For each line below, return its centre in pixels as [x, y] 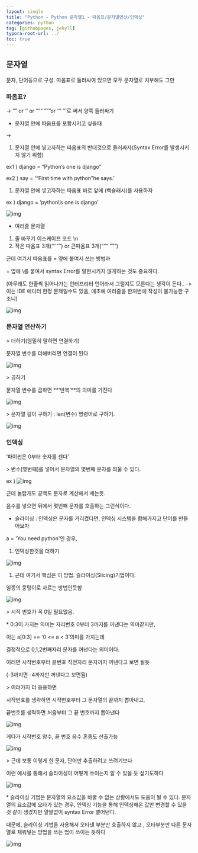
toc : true [18, 39]
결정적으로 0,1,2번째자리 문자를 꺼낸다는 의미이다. [63, 649]
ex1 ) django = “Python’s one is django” [54, 167]
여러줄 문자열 [30, 226]
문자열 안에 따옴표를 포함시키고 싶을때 [58, 124]
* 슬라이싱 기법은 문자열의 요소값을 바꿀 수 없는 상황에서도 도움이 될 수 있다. [93, 797]
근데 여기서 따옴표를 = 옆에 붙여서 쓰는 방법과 [58, 259]
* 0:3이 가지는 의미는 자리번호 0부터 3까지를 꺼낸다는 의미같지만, [81, 624]
